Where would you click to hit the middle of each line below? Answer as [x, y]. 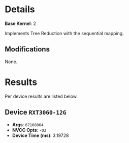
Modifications [27, 49]
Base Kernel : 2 [20, 23]
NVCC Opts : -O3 [29, 130]
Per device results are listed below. [41, 96]
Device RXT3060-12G [36, 112]
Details [20, 9]
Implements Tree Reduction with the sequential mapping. [64, 33]
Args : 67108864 [28, 124]
